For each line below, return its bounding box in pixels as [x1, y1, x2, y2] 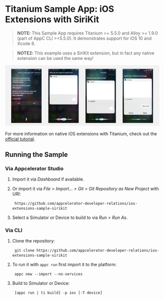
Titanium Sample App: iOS [5, 3, 114, 15]
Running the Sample [5, 150, 68, 159]
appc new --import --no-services [14, 272, 83, 277]
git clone [14, 248, 35, 253]
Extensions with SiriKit [5, 14, 99, 25]
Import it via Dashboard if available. [12, 176, 84, 182]
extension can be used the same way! [17, 55, 94, 61]
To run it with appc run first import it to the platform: [12, 262, 117, 268]
